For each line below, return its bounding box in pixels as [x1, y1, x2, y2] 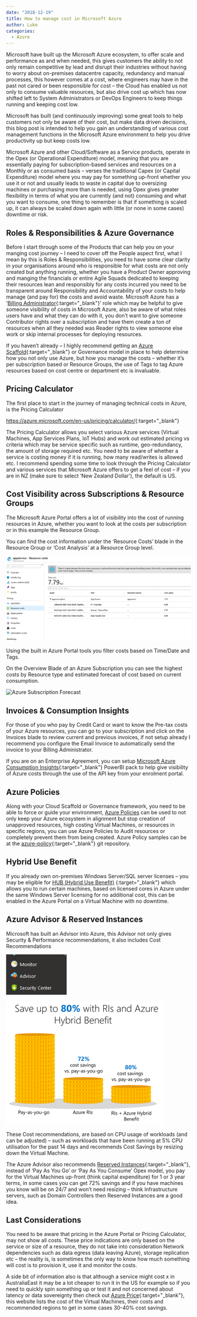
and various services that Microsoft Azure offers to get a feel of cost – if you [6, 466, 191, 473]
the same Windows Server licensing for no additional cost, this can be [6, 891, 175, 898]
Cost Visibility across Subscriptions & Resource [6, 489, 185, 499]
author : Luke [6, 22, 38, 28]
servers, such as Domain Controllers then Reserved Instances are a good [6, 1191, 183, 1199]
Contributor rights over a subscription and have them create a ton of [6, 318, 171, 325]
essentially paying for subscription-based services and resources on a [6, 161, 177, 168]
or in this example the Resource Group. [6, 526, 101, 533]
